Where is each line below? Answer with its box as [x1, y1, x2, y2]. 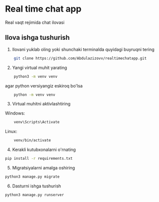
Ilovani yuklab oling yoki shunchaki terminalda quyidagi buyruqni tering [12, 46, 155, 52]
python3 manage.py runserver [5, 192, 64, 197]
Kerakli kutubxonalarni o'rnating [12, 147, 76, 152]
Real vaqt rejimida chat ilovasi [5, 19, 65, 25]
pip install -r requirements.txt [5, 156, 73, 161]
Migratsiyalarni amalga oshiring [12, 165, 75, 170]
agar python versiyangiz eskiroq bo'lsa [5, 83, 83, 88]
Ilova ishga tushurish [5, 34, 70, 42]
